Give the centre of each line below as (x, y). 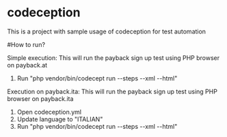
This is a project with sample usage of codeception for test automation (107, 31)
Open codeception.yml (49, 112)
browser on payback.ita (40, 98)
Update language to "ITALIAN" (60, 119)
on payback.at (27, 65)
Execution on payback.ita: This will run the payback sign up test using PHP (112, 91)
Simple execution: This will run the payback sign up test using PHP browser (113, 58)
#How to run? (26, 44)
